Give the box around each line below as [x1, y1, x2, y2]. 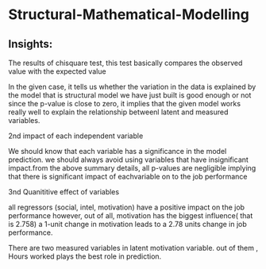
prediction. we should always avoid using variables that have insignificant [8, 155, 249, 164]
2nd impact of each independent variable [8, 131, 144, 140]
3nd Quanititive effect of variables [8, 187, 120, 196]
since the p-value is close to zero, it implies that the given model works [8, 99, 241, 108]
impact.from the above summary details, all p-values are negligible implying [8, 163, 256, 172]
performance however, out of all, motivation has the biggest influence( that [8, 211, 253, 220]
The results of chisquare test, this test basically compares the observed [8, 58, 243, 67]
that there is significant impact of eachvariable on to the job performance [8, 172, 248, 181]
